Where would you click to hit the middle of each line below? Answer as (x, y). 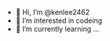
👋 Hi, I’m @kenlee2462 (53, 12)
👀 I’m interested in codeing (59, 20)
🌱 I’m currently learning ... (57, 29)
